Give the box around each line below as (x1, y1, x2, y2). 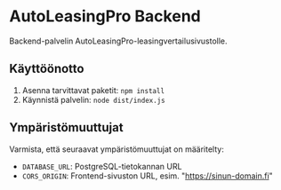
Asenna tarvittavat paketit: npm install (21, 84, 165, 95)
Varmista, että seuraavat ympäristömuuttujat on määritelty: (9, 144, 224, 154)
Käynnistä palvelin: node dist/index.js (21, 94, 166, 105)
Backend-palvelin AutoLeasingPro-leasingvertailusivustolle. (9, 36, 229, 46)
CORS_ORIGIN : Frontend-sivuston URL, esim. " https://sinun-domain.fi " (21, 170, 273, 181)
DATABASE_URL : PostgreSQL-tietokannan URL (21, 161, 182, 171)
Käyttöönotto (9, 61, 84, 76)
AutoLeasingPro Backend (9, 6, 202, 27)
